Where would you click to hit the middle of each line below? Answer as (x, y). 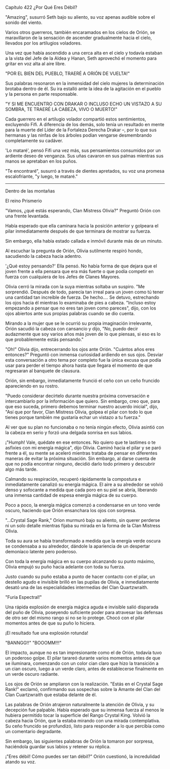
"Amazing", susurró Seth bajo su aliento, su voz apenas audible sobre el (80, 17)
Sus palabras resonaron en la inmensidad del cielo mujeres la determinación (85, 83)
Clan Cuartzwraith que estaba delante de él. (51, 695)
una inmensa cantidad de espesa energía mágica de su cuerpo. (71, 495)
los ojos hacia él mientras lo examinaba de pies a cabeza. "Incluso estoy (80, 303)
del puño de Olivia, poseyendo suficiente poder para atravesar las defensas (84, 612)
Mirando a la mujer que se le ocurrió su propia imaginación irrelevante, (79, 323)
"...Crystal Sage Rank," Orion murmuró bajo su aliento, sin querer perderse (83, 520)
